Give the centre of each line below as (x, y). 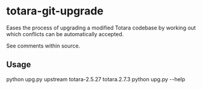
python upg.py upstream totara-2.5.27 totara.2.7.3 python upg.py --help (96, 79)
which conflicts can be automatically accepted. (65, 34)
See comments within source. (43, 46)
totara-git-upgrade (55, 11)
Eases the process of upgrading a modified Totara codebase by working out (101, 28)
